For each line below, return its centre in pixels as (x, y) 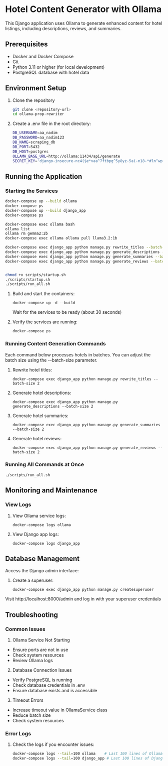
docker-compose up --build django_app (45, 210)
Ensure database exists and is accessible (55, 691)
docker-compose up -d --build (44, 303)
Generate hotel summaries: (40, 416)
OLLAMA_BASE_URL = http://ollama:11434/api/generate (66, 156)
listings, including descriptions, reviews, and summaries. (63, 28)
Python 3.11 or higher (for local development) (58, 67)
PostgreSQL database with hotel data (51, 72)
